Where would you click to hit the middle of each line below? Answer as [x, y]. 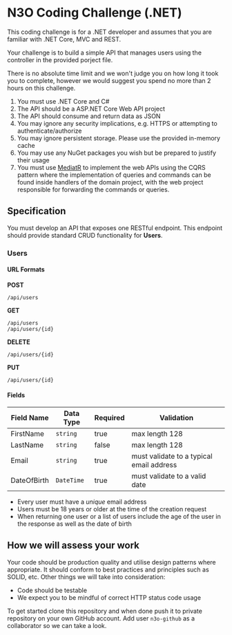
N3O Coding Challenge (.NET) [95, 13]
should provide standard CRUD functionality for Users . [85, 235]
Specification [37, 211]
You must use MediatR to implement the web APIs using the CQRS [111, 167]
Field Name [30, 418]
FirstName [28, 434]
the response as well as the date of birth [75, 524]
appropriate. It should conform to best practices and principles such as [108, 569]
